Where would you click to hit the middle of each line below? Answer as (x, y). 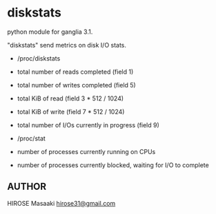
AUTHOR (27, 187)
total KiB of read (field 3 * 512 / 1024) (70, 98)
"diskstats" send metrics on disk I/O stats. (67, 45)
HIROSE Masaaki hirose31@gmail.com (61, 203)
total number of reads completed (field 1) (75, 72)
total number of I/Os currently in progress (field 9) (88, 125)
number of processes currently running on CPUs (86, 151)
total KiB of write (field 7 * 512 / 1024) (71, 111)
